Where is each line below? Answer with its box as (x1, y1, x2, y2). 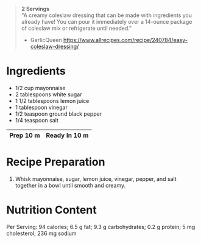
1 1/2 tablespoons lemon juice (15, 97, 90, 104)
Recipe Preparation (6, 155, 105, 169)
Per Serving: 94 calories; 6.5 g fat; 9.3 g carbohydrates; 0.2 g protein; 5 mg (6, 223, 196, 230)
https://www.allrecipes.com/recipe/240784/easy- (63, 37, 188, 43)
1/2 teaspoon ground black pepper (15, 110, 102, 118)
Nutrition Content (6, 203, 97, 217)
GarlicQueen (30, 37, 62, 43)
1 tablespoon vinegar (15, 104, 68, 111)
